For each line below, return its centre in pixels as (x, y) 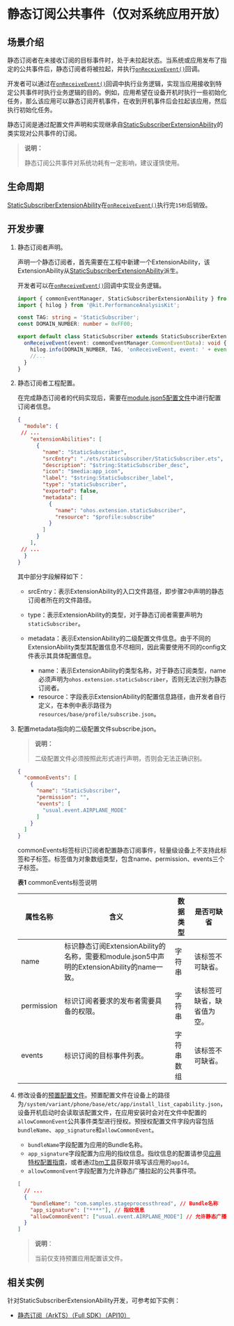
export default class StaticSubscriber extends (87, 337)
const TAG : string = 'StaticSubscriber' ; (78, 317)
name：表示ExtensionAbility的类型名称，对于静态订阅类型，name (132, 670)
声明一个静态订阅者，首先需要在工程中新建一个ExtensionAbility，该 (114, 262)
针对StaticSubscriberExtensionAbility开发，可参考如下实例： (94, 1300)
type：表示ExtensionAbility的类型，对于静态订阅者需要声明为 (115, 615)
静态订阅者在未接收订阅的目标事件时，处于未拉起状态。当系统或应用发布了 (114, 60)
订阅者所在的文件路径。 (61, 600)
